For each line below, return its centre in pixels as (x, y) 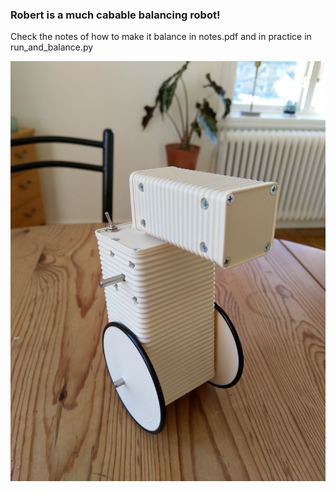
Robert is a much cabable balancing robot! (115, 15)
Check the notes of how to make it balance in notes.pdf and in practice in (161, 37)
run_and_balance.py (52, 47)
